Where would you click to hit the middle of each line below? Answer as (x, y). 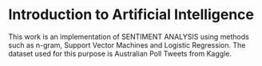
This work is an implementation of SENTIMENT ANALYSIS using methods (129, 37)
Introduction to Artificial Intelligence (131, 15)
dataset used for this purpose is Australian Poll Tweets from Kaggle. (120, 53)
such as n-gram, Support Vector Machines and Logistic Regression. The (127, 45)
